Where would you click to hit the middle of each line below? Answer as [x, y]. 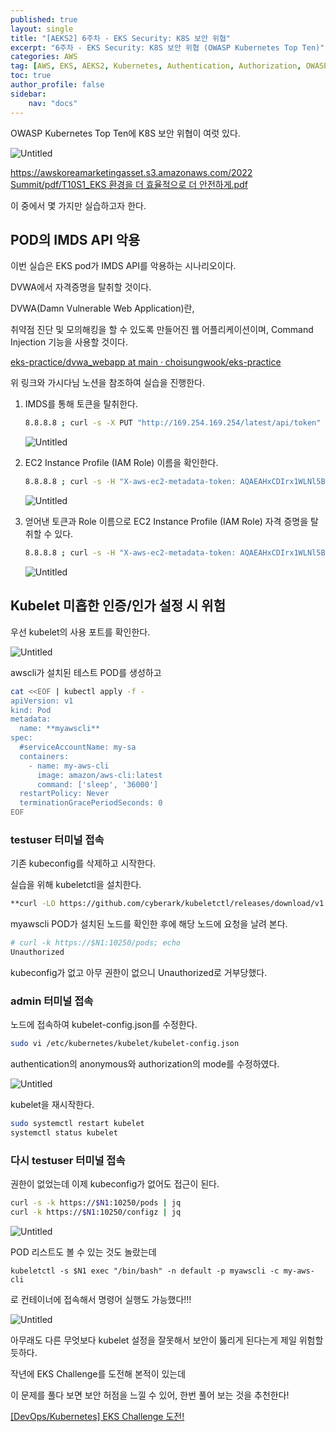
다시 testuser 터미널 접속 [68, 1160]
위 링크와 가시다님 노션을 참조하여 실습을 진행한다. [108, 383]
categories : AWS [44, 57]
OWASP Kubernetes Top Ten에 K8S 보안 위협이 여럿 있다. [125, 133]
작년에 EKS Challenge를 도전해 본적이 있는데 [98, 1373]
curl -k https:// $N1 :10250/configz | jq [96, 1212]
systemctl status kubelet [64, 1132]
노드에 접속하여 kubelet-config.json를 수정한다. [104, 1025]
